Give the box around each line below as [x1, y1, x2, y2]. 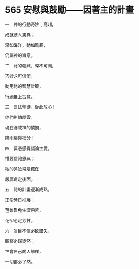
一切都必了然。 [5, 258, 35, 265]
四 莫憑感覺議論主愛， [5, 145, 52, 151]
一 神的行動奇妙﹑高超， [5, 21, 56, 27]
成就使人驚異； [5, 32, 35, 37]
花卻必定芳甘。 [5, 217, 35, 223]
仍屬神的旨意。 [5, 52, 35, 58]
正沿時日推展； [5, 197, 35, 202]
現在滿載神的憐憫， [5, 124, 44, 130]
